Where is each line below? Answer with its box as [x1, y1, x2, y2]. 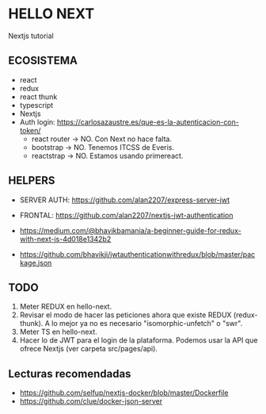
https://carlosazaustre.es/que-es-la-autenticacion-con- [56, 117, 239, 127]
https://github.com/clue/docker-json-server [19, 397, 163, 406]
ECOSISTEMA [8, 54, 78, 67]
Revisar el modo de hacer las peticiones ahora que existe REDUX [19, 310, 232, 320]
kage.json [19, 258, 52, 267]
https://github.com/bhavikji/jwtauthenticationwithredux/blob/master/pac [19, 249, 256, 259]
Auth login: [19, 117, 55, 127]
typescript [19, 100, 54, 109]
